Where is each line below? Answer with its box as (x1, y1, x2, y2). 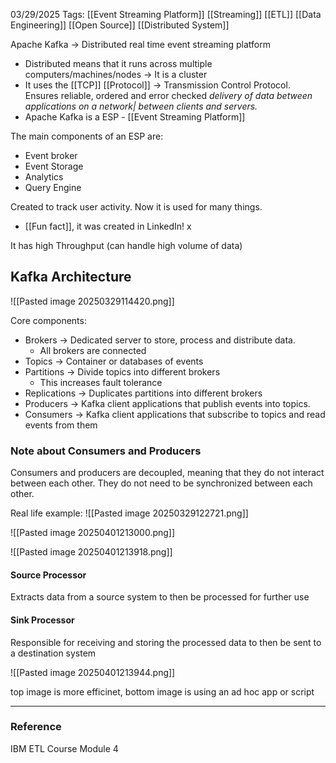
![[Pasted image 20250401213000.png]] (10, 527, 176, 539)
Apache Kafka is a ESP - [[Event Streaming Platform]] (24, 111, 246, 123)
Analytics (24, 171, 64, 183)
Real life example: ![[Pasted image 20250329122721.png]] (10, 507, 249, 519)
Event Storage (24, 160, 84, 172)
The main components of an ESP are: (10, 130, 164, 142)
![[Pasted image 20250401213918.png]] (10, 546, 173, 558)
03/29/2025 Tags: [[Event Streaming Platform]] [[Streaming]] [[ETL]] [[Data (10, 9, 322, 20)
